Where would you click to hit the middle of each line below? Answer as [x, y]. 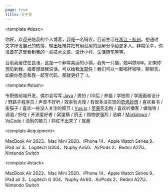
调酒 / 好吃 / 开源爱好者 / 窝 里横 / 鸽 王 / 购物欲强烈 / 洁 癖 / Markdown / [78, 114]
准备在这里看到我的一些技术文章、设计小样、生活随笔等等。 [66, 52]
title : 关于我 [19, 15]
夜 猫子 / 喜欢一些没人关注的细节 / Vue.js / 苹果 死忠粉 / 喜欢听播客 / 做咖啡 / [82, 108]
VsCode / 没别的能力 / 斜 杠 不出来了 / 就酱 [48, 121]
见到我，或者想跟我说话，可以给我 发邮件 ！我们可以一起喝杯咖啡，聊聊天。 [86, 69]
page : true [16, 10]
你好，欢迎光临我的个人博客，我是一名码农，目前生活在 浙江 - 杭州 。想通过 [82, 39]
